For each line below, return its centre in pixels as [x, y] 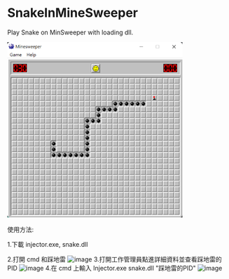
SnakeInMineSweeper [73, 13]
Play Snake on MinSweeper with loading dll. [70, 32]
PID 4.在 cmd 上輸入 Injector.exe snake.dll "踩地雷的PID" [102, 268]
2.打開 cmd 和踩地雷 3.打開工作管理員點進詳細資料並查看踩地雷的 [114, 259]
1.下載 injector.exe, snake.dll [48, 244]
